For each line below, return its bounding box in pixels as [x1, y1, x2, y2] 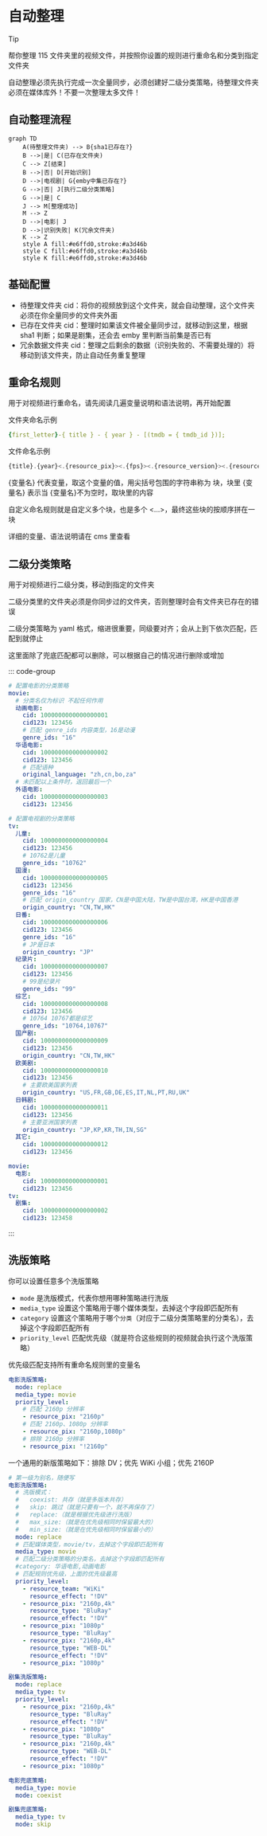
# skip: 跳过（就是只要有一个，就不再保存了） [15, 1503, 157, 1512]
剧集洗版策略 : [8, 1674, 48, 1681]
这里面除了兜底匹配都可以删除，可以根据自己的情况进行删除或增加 [8, 650, 224, 660]
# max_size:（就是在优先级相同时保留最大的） [15, 1518, 157, 1526]
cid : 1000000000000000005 [22, 874, 109, 882]
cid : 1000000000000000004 [22, 837, 109, 845]
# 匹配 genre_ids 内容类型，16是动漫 [22, 726, 135, 734]
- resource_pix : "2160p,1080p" [22, 1427, 126, 1435]
